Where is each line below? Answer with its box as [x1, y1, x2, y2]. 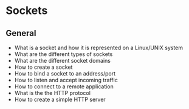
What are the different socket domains [14, 57, 111, 64]
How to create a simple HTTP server [14, 96, 106, 103]
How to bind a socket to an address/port [14, 70, 116, 77]
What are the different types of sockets [14, 51, 113, 58]
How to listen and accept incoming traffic [14, 77, 118, 83]
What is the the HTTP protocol [14, 90, 91, 96]
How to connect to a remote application [14, 83, 114, 90]
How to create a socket [14, 63, 73, 71]
